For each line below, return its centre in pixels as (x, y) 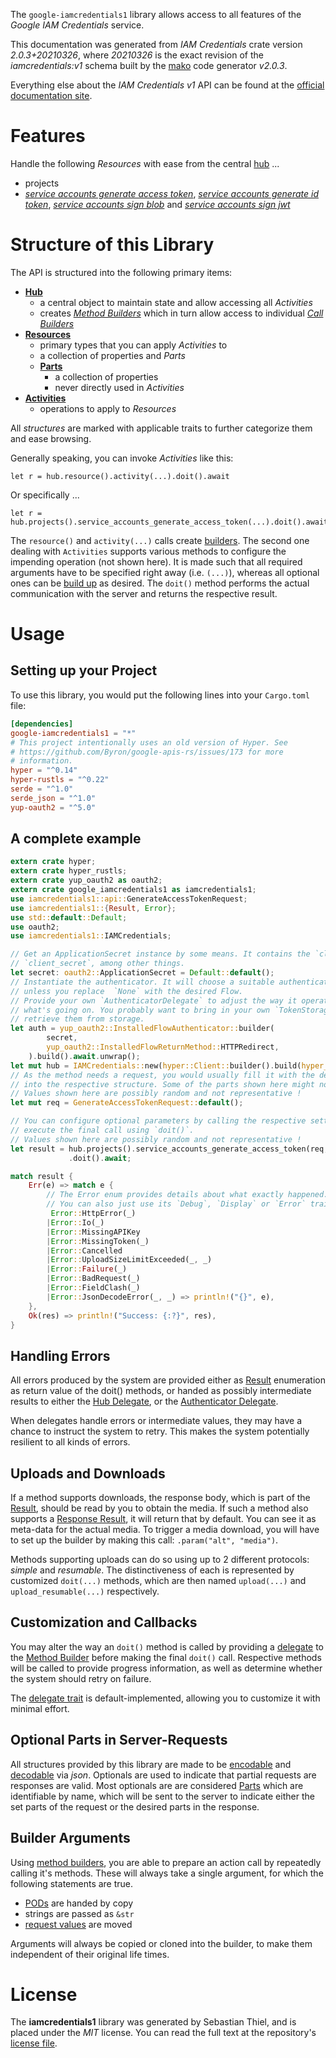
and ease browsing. (51, 438)
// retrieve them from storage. (77, 1019)
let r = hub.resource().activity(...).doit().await (120, 476)
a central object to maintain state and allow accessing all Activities (176, 302)
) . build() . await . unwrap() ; (84, 1056)
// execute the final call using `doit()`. (102, 1130)
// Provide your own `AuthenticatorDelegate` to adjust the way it (154, 1000)
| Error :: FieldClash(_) (93, 1288)
